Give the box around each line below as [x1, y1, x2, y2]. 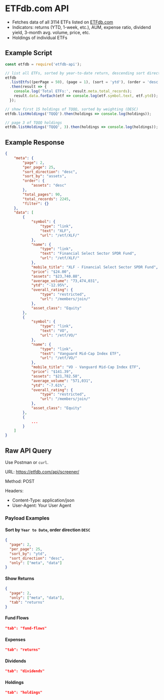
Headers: [5, 488, 23, 494]
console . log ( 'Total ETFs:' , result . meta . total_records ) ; [14, 89, 132, 94]
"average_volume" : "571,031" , [31, 378, 93, 383]
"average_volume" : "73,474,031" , [31, 278, 99, 284]
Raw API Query [5, 446, 52, 455]
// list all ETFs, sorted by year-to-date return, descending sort [5, 70, 145, 76]
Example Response [5, 138, 64, 147]
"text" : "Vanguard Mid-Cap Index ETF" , [40, 351, 121, 356]
